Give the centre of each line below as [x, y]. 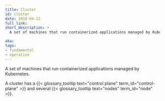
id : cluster [17, 14]
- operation [17, 55]
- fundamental [20, 50]
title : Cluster [21, 10]
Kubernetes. [17, 74]
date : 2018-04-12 [23, 19]
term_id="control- [137, 83]
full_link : [16, 23]
